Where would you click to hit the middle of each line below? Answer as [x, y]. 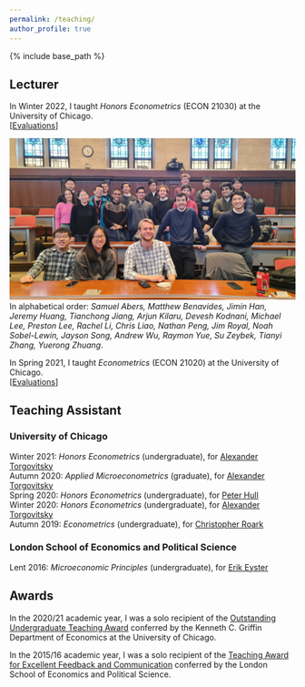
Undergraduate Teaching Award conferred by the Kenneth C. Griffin [136, 627]
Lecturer [34, 84]
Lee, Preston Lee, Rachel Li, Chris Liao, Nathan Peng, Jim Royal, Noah [142, 325]
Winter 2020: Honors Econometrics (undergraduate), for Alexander [135, 504]
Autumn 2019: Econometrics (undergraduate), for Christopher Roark [137, 524]
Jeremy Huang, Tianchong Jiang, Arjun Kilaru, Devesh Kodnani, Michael [145, 316]
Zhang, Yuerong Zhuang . [56, 345]
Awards [32, 596]
